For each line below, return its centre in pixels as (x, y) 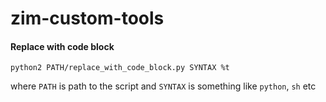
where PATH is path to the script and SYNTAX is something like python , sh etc (163, 86)
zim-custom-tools (87, 18)
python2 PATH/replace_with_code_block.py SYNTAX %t (120, 68)
